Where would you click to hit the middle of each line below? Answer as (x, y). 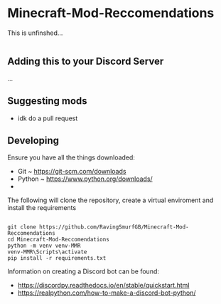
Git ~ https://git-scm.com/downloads (72, 172)
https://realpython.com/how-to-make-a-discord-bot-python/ (107, 293)
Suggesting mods (47, 101)
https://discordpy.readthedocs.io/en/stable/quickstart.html (103, 285)
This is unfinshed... (35, 33)
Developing (33, 140)
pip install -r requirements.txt (57, 258)
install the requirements (42, 208)
